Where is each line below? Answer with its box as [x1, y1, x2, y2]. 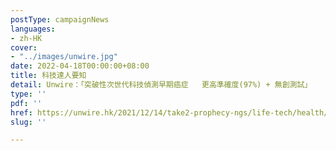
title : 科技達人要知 [10, 71, 87, 81]
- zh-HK [10, 33, 43, 43]
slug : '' [10, 117, 47, 127]
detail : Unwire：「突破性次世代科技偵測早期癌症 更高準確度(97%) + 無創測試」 [10, 80, 313, 90]
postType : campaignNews [10, 14, 110, 25]
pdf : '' [10, 98, 43, 108]
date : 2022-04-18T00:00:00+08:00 [10, 61, 150, 71]
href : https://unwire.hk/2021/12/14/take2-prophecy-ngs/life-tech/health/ [10, 107, 329, 118]
